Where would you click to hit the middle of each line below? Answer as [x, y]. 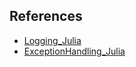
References [46, 16]
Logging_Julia [52, 40]
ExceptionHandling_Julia [74, 51]
